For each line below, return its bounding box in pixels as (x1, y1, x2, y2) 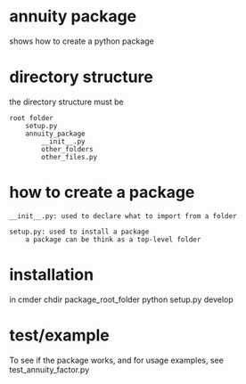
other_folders (41, 144, 94, 153)
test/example (9, 325, 110, 345)
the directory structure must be (9, 96, 124, 107)
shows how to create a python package (9, 36, 154, 46)
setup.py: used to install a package (9, 227, 150, 236)
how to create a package (9, 183, 195, 202)
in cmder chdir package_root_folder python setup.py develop (9, 294, 234, 305)
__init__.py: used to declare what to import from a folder (9, 211, 238, 220)
